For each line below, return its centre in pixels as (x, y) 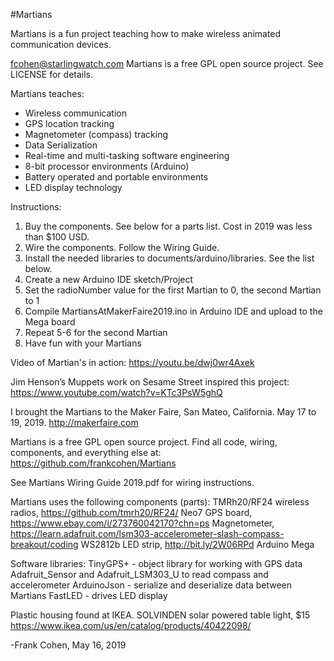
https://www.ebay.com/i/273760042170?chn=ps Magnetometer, (142, 523)
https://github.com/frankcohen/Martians (93, 463)
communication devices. (61, 44)
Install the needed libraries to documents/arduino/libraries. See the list (169, 258)
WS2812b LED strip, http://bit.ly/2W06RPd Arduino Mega (197, 544)
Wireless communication (75, 113)
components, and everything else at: (86, 452)
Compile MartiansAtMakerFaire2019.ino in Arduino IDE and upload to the (173, 311)
